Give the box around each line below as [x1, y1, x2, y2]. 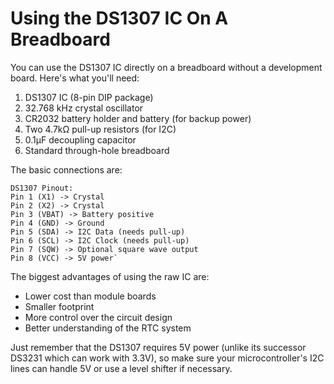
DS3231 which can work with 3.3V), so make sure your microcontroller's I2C [10, 352, 325, 364]
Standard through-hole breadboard [24, 144, 170, 156]
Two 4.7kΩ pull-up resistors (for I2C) [24, 123, 177, 135]
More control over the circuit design [24, 311, 173, 323]
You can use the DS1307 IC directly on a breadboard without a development [10, 61, 323, 73]
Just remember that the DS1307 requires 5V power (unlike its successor [10, 341, 307, 353]
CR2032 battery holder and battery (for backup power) [24, 112, 252, 124]
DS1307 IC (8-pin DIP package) [24, 91, 154, 103]
